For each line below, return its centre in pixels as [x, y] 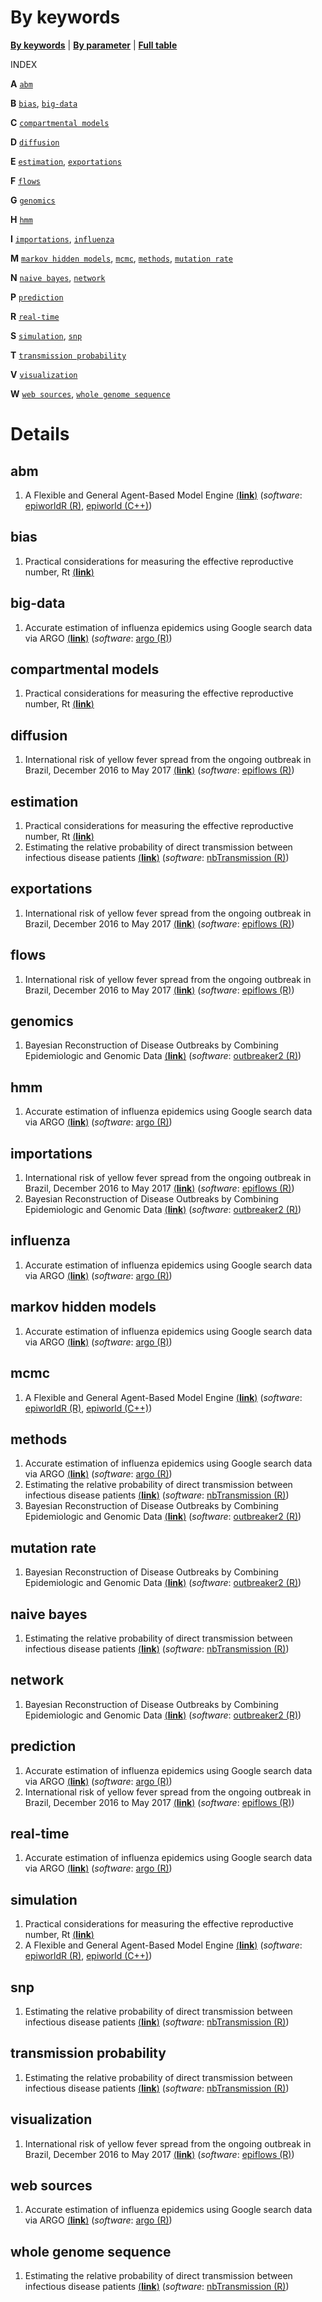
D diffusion [35, 142]
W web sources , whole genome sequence [90, 393]
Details [40, 434]
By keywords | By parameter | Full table [94, 45]
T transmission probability [68, 355]
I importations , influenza [62, 238]
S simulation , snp [46, 335]
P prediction [37, 297]
